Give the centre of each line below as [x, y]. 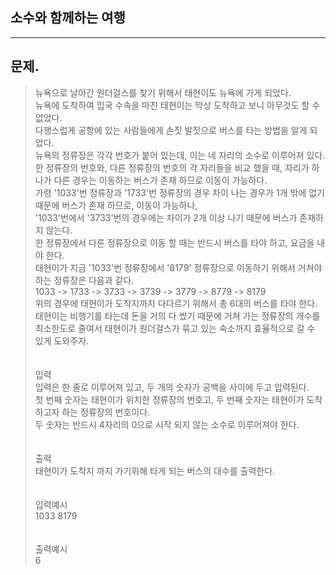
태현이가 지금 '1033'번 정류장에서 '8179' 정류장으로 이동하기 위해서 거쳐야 [178, 267]
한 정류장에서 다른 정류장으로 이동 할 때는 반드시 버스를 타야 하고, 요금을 [174, 242]
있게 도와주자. [62, 340]
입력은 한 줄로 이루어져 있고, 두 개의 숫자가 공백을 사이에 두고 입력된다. [172, 387]
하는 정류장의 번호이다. [106, 412]
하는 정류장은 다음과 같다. [84, 280]
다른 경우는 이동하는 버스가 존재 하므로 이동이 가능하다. [160, 180]
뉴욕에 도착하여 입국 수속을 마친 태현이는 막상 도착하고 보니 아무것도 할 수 [177, 105]
